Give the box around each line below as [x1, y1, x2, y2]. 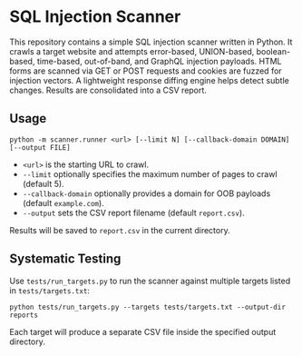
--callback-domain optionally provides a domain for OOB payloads [22, 188, 271, 199]
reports [9, 311, 39, 320]
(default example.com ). [22, 197, 104, 208]
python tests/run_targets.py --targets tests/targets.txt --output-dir [9, 302, 286, 311]
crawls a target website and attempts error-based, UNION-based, [9, 45, 255, 56]
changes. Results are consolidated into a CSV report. [9, 84, 207, 95]
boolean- [256, 45, 291, 56]
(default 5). [22, 178, 65, 189]
